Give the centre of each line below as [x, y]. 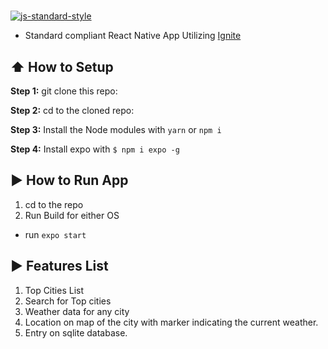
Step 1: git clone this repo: [64, 91]
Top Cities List [54, 290]
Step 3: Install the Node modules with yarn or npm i [116, 129]
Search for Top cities [68, 301]
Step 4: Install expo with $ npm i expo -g [95, 149]
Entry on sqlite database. [76, 332]
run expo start [55, 234]
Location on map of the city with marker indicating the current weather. [171, 322]
